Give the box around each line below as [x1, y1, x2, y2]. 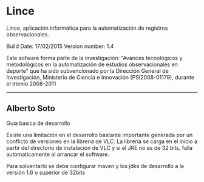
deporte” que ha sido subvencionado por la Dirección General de [6, 67, 169, 74]
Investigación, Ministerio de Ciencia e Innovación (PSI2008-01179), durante [6, 73, 195, 81]
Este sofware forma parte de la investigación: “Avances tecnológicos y [6, 54, 183, 61]
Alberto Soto [6, 103, 56, 113]
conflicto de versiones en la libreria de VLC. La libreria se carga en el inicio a [6, 138, 198, 145]
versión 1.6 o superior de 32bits [6, 169, 86, 176]
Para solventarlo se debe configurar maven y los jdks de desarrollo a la [6, 162, 184, 169]
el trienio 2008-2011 [6, 80, 56, 87]
